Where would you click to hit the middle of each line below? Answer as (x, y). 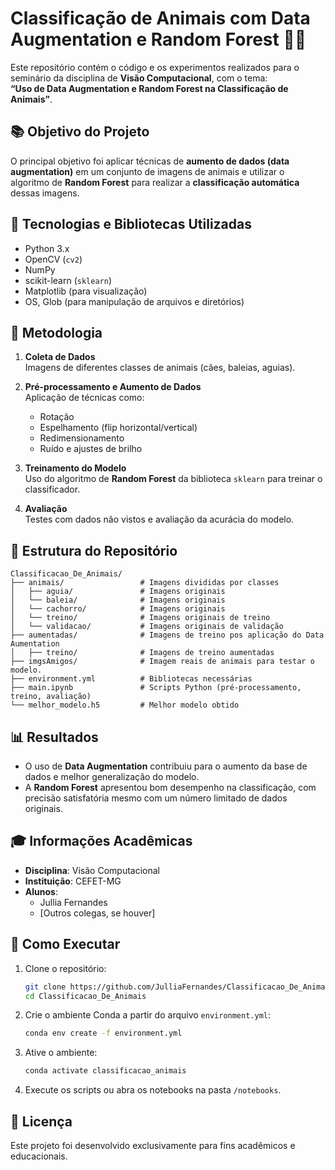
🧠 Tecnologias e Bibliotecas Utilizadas (131, 224)
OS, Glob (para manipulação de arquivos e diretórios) (134, 301)
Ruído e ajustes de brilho (91, 449)
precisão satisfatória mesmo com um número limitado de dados (156, 798)
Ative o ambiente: (61, 1053)
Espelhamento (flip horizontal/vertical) (118, 428)
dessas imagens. (45, 193)
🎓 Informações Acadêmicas (101, 841)
